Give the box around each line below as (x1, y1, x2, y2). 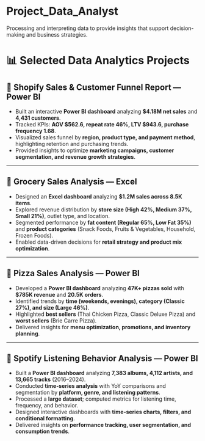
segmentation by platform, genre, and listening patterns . (15, 389, 160, 396)
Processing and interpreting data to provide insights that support (6, 24, 169, 32)
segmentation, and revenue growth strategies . (15, 153, 136, 160)
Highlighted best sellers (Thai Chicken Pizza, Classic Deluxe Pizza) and (15, 310, 196, 318)
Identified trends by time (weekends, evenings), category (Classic (15, 297, 185, 305)
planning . (15, 330, 40, 337)
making (6, 31, 26, 38)
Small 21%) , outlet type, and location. (15, 212, 110, 219)
